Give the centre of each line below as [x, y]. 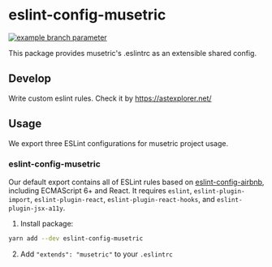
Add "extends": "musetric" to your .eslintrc [96, 254]
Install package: [47, 223]
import [19, 200]
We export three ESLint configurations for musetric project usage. [119, 143]
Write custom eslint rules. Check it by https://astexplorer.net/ [110, 98]
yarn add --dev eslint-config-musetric [76, 238]
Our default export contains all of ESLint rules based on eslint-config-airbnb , [136, 182]
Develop [30, 79]
